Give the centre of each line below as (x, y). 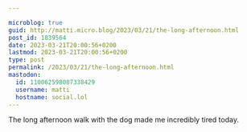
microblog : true (35, 22)
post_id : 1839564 (37, 38)
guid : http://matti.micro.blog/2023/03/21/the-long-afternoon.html (124, 30)
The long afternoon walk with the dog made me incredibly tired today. (124, 120)
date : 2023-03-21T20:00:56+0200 (62, 45)
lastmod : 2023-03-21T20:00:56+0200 (68, 53)
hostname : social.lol (52, 97)
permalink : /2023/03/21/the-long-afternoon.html (91, 68)
